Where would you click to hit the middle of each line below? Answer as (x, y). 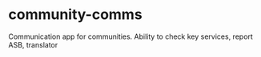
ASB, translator (33, 44)
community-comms (75, 15)
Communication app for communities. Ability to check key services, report (131, 36)
